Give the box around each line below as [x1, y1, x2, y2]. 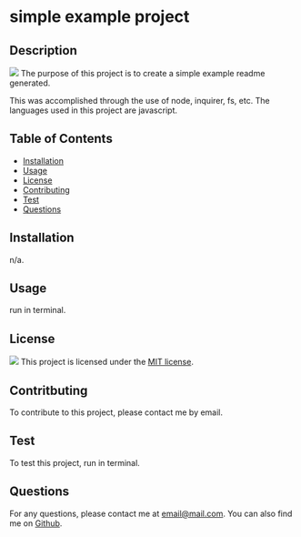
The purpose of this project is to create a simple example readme [20, 68, 266, 78]
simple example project [9, 6, 190, 27]
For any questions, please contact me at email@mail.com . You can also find [9, 508, 293, 519]
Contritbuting [9, 382, 88, 398]
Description [9, 43, 77, 58]
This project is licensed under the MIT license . [20, 357, 194, 368]
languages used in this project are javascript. [9, 105, 177, 116]
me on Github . [9, 517, 63, 529]
